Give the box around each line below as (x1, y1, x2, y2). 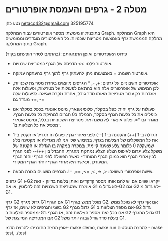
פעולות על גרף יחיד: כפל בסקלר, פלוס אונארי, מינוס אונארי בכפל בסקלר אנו (12, 106, 155, 112)
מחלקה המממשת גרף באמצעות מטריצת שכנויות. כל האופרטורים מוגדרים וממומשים (5, 35, 162, 41)
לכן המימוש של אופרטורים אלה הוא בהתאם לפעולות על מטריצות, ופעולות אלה (12, 85, 159, 91)
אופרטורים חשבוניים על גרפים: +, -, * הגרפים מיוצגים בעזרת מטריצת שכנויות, (12, 80, 158, 86)
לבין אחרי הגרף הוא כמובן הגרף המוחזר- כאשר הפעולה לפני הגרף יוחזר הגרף (12, 153, 157, 159)
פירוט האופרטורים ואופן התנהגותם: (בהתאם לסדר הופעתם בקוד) (5, 51, 127, 57)
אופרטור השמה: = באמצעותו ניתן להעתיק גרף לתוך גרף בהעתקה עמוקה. (12, 70, 149, 76)
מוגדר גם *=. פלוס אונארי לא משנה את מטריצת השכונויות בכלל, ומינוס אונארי (12, 116, 158, 122)
